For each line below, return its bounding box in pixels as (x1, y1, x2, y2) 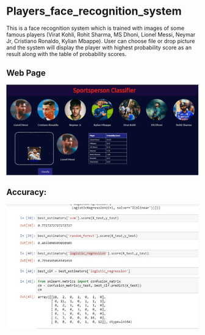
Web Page (6, 68, 46, 79)
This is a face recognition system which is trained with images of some (6, 24, 185, 32)
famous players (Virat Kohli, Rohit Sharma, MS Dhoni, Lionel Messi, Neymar (6, 30, 196, 38)
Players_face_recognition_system (6, 4, 182, 18)
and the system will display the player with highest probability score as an (6, 44, 192, 51)
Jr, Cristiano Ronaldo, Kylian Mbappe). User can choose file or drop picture (6, 37, 195, 44)
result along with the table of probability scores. (6, 50, 127, 57)
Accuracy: (6, 187, 47, 197)
